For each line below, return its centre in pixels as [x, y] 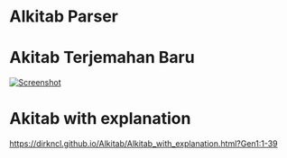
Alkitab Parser [64, 17]
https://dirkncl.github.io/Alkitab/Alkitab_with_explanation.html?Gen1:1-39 [143, 144]
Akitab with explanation [100, 119]
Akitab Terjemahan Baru [102, 58]
